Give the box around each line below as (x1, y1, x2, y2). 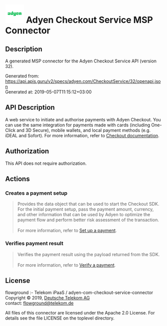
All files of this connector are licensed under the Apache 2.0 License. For (5, 310, 156, 316)
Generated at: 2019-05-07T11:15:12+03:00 (5, 89, 92, 95)
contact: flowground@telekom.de (5, 300, 74, 306)
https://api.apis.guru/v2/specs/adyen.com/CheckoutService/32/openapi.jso (5, 78, 161, 84)
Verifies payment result (5, 240, 64, 247)
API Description (5, 103, 55, 112)
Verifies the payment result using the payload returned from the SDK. (17, 251, 160, 257)
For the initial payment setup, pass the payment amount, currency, (17, 206, 154, 212)
